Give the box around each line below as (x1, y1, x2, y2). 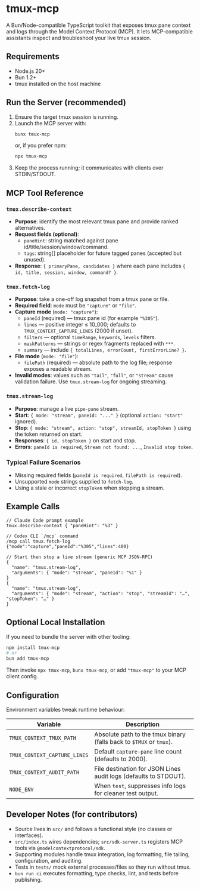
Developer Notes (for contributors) (6, 810, 138, 820)
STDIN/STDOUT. (14, 171, 56, 178)
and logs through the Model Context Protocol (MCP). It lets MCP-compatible (6, 27, 193, 35)
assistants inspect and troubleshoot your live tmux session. (6, 34, 152, 41)
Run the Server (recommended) (6, 97, 126, 107)
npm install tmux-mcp (6, 644, 60, 651)
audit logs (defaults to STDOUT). (94, 772, 186, 780)
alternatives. (14, 224, 46, 231)
